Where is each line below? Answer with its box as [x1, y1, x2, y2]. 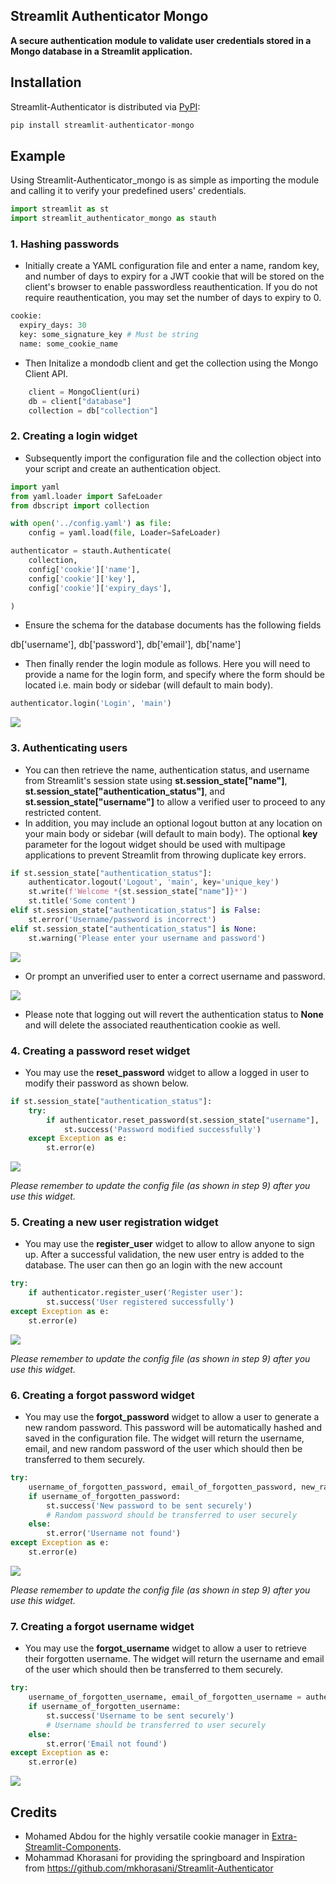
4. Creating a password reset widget [10, 1044, 191, 1058]
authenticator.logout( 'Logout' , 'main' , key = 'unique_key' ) [28, 877, 280, 888]
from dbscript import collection [10, 500, 150, 511]
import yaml [10, 482, 60, 492]
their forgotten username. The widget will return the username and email [24, 1653, 325, 1665]
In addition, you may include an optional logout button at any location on [24, 817, 323, 829]
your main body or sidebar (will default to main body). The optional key [24, 827, 318, 839]
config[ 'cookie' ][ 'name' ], [28, 564, 141, 574]
